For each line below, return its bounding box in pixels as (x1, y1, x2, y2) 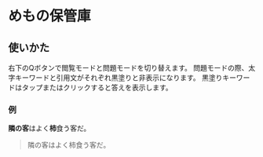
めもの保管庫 (8, 7, 92, 25)
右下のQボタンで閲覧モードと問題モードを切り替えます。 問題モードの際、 (8, 64, 249, 72)
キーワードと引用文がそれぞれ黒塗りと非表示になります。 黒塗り (14, 73, 223, 82)
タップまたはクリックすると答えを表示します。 (21, 83, 173, 92)
